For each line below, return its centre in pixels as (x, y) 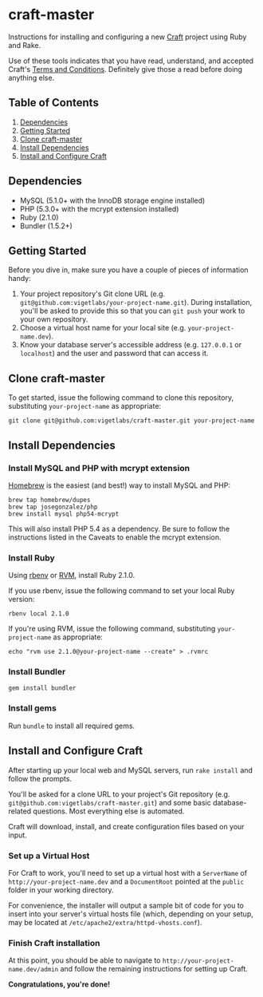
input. (18, 835)
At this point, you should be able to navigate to (84, 960)
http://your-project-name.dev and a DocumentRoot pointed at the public (126, 881)
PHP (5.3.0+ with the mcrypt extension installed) (99, 208)
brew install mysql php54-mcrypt (64, 514)
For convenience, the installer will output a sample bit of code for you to (126, 905)
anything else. (31, 77)
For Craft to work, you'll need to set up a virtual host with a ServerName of (128, 872)
